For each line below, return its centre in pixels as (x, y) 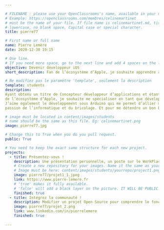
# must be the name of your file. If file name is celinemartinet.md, (78, 23)
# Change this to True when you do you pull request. (61, 135)
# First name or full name (32, 41)
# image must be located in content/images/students (60, 117)
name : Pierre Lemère (26, 45)
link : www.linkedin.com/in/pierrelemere (55, 211)
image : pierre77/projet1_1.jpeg (47, 175)
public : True (18, 139)
